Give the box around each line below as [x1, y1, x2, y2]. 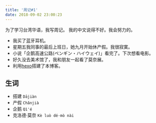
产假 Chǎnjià [12, 100, 39, 106]
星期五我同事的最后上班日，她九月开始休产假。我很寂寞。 [12, 44, 133, 50]
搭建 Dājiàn [12, 93, 37, 99]
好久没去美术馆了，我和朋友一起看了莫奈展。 [12, 56, 106, 62]
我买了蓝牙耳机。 [12, 37, 49, 44]
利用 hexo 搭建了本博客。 [12, 63, 63, 69]
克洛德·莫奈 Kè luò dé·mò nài [12, 112, 74, 118]
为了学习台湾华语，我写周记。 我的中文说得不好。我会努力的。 [5, 26, 135, 33]
